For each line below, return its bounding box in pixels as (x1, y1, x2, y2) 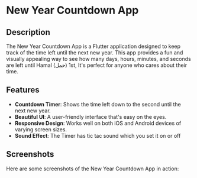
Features (6, 85, 40, 95)
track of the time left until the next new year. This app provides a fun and (6, 49, 183, 56)
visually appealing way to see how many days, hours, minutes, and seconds (6, 56, 191, 62)
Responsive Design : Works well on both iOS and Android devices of (14, 119, 182, 127)
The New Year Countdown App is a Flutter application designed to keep (6, 43, 181, 50)
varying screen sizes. (14, 125, 67, 133)
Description (6, 27, 50, 37)
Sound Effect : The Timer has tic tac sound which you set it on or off (14, 132, 181, 139)
